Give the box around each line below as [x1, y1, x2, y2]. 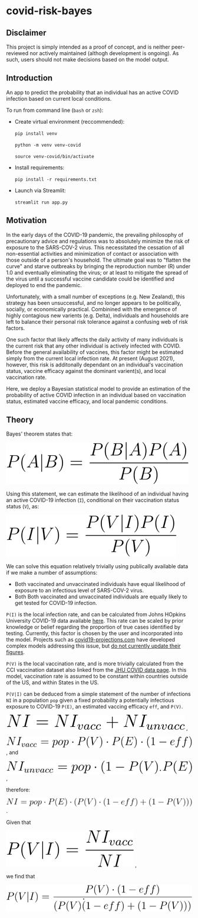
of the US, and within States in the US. [6, 679, 99, 686]
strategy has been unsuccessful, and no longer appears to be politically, [6, 299, 181, 306]
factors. [6, 324, 25, 331]
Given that [6, 819, 31, 826]
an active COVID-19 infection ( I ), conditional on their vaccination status [6, 497, 180, 504]
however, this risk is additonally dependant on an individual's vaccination [6, 361, 183, 368]
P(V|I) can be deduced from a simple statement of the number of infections [6, 691, 191, 698]
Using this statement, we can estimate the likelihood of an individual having [6, 490, 189, 498]
